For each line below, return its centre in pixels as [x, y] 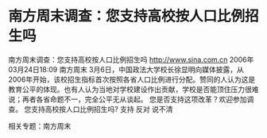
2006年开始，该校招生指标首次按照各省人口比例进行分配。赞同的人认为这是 [132, 79]
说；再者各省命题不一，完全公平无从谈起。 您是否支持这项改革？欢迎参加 [128, 99]
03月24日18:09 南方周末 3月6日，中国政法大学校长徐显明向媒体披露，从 [126, 69]
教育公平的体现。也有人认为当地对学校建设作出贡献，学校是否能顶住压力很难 [133, 89]
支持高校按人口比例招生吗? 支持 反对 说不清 [102, 109]
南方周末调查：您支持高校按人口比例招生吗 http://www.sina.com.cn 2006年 [131, 59]
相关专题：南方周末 [40, 126]
